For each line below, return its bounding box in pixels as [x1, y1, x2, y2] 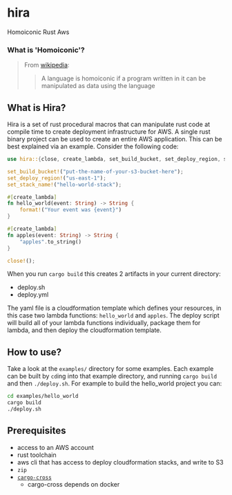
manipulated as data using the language [41, 82, 155, 90]
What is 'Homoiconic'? [7, 45, 85, 55]
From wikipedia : [23, 61, 70, 69]
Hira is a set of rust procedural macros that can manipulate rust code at [7, 120, 211, 129]
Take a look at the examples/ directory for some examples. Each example [7, 365, 214, 373]
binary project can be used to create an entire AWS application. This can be [7, 135, 222, 144]
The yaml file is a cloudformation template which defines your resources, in [7, 304, 222, 313]
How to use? [7, 346, 62, 358]
